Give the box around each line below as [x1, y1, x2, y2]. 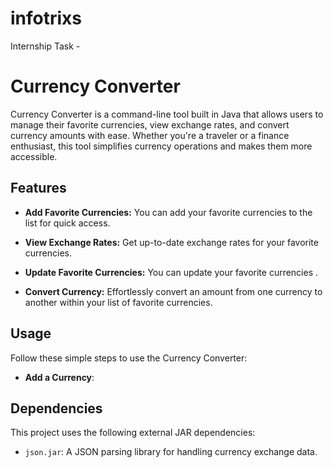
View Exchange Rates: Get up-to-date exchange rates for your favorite [24, 236, 319, 248]
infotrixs [10, 7, 83, 30]
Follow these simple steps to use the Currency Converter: [10, 352, 248, 364]
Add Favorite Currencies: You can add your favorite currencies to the [24, 206, 313, 218]
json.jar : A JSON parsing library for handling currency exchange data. [24, 446, 318, 458]
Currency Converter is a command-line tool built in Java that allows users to [10, 108, 324, 120]
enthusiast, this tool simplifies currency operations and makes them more [10, 140, 313, 152]
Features [10, 180, 67, 197]
